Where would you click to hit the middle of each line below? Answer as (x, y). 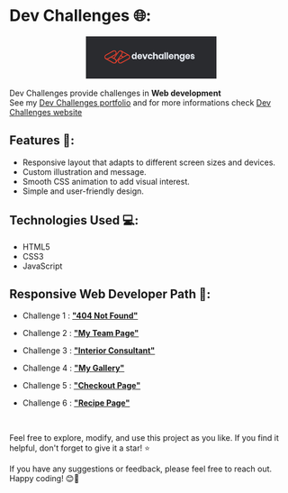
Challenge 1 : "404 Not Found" (80, 315)
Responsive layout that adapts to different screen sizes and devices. (149, 162)
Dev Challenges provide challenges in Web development (116, 93)
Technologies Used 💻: (74, 220)
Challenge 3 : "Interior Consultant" (89, 351)
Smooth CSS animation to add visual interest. (106, 181)
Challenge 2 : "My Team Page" (81, 333)
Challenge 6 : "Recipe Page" (76, 403)
